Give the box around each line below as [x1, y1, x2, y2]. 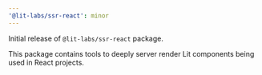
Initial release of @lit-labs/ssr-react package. [8, 34, 164, 43]
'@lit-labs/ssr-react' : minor [8, 11, 110, 20]
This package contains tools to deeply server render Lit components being [8, 49, 255, 58]
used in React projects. [8, 57, 84, 67]
